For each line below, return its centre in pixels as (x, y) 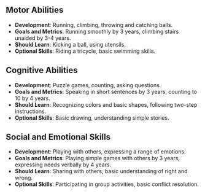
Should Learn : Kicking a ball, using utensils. (70, 44)
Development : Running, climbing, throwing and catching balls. (94, 25)
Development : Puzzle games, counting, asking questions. (88, 85)
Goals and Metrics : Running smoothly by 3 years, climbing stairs (97, 31)
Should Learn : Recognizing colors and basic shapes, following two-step (106, 104)
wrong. (24, 178)
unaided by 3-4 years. (43, 38)
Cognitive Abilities (42, 70)
